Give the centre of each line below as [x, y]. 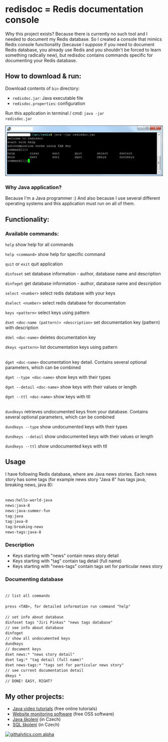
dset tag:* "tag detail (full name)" [44, 660]
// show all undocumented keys [38, 639]
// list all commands [28, 596]
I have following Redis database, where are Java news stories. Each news [81, 474]
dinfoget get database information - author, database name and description [83, 283]
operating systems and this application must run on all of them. [70, 204]
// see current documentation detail [44, 671]
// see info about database [34, 628]
